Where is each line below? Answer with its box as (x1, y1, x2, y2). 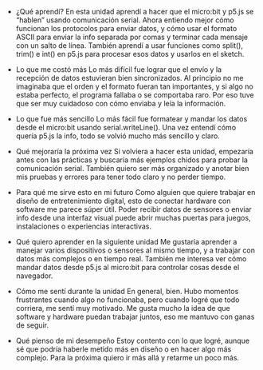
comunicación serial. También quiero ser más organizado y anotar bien (15, 164, 249, 173)
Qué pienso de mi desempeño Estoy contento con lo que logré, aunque (15, 336, 249, 345)
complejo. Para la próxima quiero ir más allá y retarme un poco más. (15, 353, 240, 362)
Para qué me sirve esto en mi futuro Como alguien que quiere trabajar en (15, 188, 256, 197)
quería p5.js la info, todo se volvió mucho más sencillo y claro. (15, 131, 221, 141)
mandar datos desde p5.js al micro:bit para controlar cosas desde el (15, 263, 240, 272)
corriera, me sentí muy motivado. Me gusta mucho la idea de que (15, 304, 230, 312)
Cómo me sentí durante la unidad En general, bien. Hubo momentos (15, 287, 239, 296)
